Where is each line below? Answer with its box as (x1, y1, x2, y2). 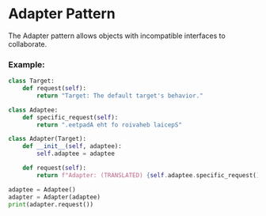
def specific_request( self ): (22, 113, 119, 121)
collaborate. (8, 39, 47, 48)
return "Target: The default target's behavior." (36, 92, 203, 100)
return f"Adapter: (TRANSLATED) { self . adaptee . (36, 171, 196, 179)
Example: (8, 59, 45, 70)
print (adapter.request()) (8, 200, 93, 208)
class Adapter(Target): (8, 135, 87, 143)
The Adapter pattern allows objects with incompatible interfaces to (8, 31, 226, 40)
